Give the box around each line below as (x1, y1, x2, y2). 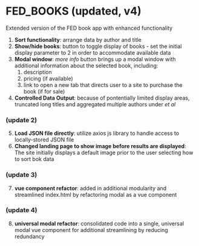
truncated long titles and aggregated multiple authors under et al (14, 100, 176, 108)
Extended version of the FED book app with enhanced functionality (5, 24, 173, 32)
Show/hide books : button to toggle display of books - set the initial (14, 43, 182, 50)
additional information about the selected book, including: (14, 62, 158, 69)
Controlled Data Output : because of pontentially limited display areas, (14, 94, 190, 101)
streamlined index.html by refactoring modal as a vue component (14, 191, 177, 198)
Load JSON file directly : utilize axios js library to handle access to (14, 129, 180, 137)
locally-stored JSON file (14, 136, 74, 143)
